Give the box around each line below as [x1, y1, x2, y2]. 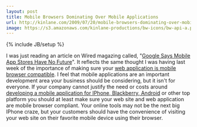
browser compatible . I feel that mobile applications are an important [6, 71, 170, 78]
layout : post [6, 8, 38, 15]
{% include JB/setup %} [6, 41, 64, 48]
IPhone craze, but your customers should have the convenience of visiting [6, 108, 186, 115]
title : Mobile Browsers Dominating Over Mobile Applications [6, 14, 159, 20]
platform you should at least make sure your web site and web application [6, 96, 185, 103]
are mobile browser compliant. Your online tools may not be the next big [6, 102, 180, 109]
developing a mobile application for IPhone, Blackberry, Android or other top [6, 90, 191, 97]
